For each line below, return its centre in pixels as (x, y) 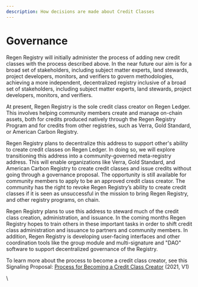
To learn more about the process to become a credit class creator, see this (97, 260)
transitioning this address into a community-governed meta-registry (89, 156)
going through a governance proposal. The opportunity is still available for (96, 175)
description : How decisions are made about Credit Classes (80, 12)
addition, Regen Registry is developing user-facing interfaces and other (93, 236)
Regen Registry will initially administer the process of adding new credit (93, 57)
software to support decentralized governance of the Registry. (82, 249)
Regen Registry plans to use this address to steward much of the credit (92, 211)
